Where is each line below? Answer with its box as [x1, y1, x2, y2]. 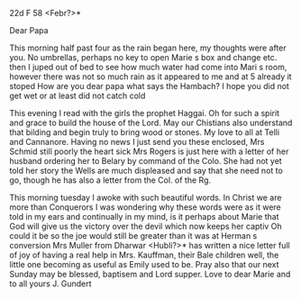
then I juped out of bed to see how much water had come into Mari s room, [9, 62, 287, 72]
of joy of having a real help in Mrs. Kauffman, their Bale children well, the [9, 249, 279, 260]
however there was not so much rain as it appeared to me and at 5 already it [9, 71, 292, 82]
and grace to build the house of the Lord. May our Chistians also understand [9, 117, 293, 128]
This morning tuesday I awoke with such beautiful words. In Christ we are [9, 193, 282, 203]
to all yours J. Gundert [9, 278, 92, 289]
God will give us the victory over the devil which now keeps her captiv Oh [9, 221, 282, 231]
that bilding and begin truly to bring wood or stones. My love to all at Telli [9, 127, 280, 138]
